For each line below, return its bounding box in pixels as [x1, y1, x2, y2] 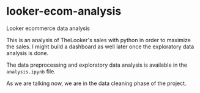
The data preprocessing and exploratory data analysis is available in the [6, 61, 188, 69]
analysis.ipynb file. [6, 67, 56, 75]
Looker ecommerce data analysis [6, 24, 91, 32]
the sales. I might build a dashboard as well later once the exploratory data [6, 43, 194, 50]
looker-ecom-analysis [6, 4, 122, 18]
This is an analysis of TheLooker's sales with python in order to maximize [6, 36, 191, 43]
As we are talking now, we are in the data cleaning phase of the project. [6, 80, 187, 87]
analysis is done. [6, 49, 49, 56]
